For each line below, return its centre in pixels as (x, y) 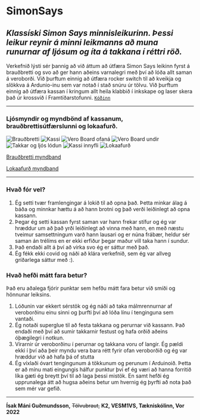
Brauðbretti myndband (34, 157)
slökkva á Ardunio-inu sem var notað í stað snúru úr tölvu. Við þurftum (92, 85)
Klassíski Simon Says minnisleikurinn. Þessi (90, 33)
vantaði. (24, 319)
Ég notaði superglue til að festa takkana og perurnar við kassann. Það (100, 325)
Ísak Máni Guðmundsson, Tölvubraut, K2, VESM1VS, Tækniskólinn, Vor (95, 405)
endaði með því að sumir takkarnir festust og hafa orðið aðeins (91, 331)
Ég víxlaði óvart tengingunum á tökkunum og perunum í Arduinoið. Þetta (103, 363)
